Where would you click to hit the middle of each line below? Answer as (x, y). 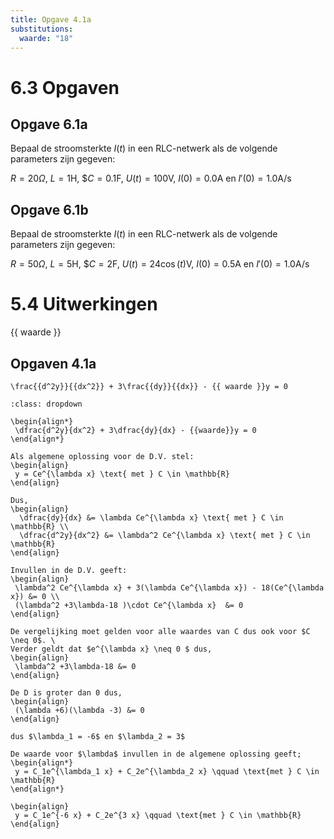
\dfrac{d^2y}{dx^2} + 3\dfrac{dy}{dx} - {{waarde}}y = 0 (135, 430)
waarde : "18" (46, 38)
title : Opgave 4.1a (51, 19)
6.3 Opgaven (65, 87)
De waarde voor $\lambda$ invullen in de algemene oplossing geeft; (156, 754)
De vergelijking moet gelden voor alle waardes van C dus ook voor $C (160, 631)
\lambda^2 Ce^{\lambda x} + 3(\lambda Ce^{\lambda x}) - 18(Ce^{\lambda (169, 587)
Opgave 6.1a (49, 124)
